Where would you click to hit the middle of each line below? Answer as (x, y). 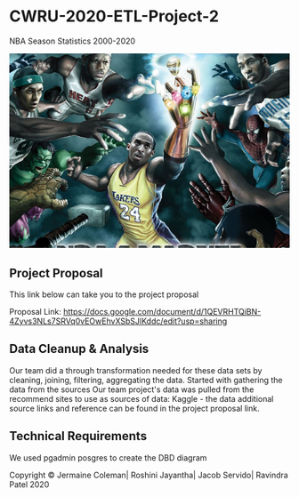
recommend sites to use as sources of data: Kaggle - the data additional (141, 398)
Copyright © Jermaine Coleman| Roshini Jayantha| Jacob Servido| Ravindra (149, 475)
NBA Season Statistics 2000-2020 (73, 41)
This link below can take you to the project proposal (104, 294)
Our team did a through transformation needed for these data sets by (136, 370)
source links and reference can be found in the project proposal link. (134, 408)
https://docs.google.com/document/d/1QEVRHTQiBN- (162, 312)
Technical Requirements (78, 436)
